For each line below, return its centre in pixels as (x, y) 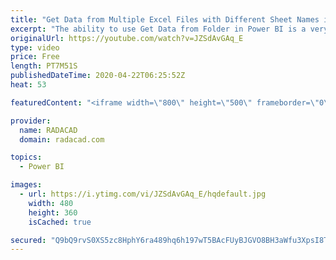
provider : (31, 121)
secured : (28, 240)
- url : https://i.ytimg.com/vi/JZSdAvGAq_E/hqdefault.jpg (143, 194)
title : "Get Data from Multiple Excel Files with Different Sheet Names (165, 19)
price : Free (35, 57)
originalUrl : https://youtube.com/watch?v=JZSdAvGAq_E (127, 38)
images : (26, 185)
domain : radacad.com (62, 139)
